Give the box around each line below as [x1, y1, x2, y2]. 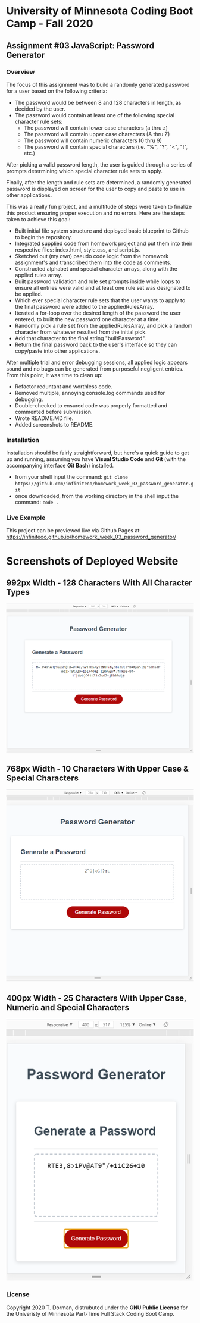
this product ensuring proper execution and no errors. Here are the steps [6, 209, 185, 217]
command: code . [14, 499, 59, 506]
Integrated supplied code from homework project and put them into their [14, 240, 193, 247]
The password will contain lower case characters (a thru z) [23, 124, 168, 131]
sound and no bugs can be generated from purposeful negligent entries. [6, 365, 184, 372]
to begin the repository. [14, 233, 73, 240]
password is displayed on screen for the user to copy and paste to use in [6, 185, 185, 192]
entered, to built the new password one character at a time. [14, 315, 161, 322]
